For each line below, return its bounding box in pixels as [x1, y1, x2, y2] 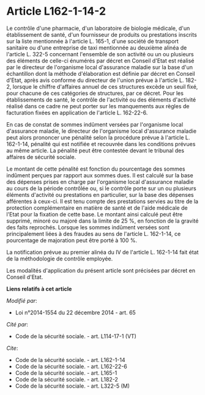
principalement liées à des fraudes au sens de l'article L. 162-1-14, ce [6, 230, 181, 237]
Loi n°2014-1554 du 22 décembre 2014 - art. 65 [15, 309, 136, 316]
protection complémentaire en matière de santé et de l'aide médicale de [6, 204, 188, 212]
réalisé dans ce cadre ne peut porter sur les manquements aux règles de [6, 102, 190, 109]
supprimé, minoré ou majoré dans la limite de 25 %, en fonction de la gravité [6, 217, 199, 224]
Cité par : [6, 320, 29, 328]
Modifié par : [6, 297, 38, 304]
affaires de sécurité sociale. [6, 153, 76, 160]
